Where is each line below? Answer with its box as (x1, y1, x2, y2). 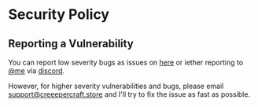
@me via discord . (8, 66, 65, 76)
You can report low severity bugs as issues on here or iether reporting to (8, 57, 244, 67)
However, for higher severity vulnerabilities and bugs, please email (8, 81, 224, 90)
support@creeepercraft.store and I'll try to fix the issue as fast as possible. (8, 90, 250, 99)
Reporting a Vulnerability (8, 37, 134, 50)
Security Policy (8, 6, 110, 24)
